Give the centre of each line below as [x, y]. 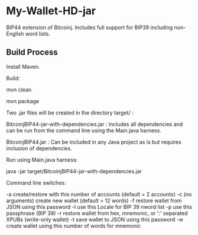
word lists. [38, 33]
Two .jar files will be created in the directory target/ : [70, 112]
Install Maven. [23, 66]
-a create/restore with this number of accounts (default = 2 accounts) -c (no [99, 194]
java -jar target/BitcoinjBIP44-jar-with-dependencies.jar [74, 171]
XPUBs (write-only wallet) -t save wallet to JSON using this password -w [95, 219]
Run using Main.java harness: [42, 160]
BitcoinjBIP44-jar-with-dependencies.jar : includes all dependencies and [95, 124]
